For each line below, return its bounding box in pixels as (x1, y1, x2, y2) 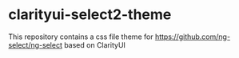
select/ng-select (8, 40, 62, 49)
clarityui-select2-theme (8, 6, 172, 24)
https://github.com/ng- (154, 32, 230, 41)
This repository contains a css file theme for (8, 32, 153, 41)
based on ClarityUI (63, 40, 126, 49)
